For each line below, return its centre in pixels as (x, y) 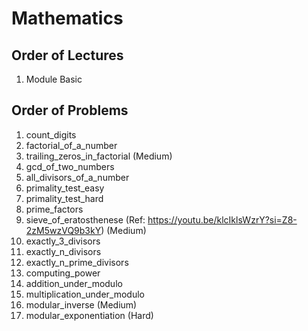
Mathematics (67, 18)
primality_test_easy (65, 188)
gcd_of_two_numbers (70, 166)
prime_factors (54, 209)
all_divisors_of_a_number (77, 177)
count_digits (51, 134)
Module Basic (54, 79)
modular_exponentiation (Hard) (89, 315)
